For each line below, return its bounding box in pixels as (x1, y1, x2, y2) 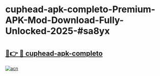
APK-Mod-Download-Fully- (5, 14, 124, 26)
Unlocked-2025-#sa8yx (5, 26, 110, 37)
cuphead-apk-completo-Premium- (5, 4, 155, 15)
